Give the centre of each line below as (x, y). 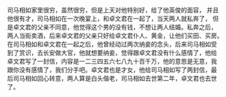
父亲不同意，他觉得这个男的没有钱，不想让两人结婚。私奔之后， (127, 27)
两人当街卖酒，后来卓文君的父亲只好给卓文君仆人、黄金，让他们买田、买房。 (115, 36)
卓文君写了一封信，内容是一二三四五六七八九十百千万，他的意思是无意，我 (112, 61)
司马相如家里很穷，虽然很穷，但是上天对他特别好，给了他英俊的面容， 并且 (113, 10)
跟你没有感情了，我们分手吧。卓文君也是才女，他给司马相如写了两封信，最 (112, 70)
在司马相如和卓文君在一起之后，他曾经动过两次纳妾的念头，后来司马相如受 (112, 44)
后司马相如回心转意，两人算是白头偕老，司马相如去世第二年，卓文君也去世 (112, 78)
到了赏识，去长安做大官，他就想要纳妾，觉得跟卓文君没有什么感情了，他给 (112, 53)
